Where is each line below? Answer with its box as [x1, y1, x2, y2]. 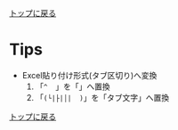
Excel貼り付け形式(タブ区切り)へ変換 [21, 69, 158, 80]
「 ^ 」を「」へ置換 [35, 81, 111, 92]
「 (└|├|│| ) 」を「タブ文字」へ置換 [35, 92, 170, 102]
